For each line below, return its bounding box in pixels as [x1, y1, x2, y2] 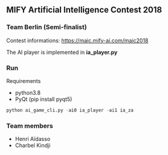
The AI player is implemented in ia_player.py [6, 48, 118, 56]
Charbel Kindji [15, 142, 51, 149]
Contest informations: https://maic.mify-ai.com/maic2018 [6, 36, 149, 44]
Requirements [6, 77, 41, 84]
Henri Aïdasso [15, 136, 51, 143]
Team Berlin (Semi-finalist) [6, 23, 87, 31]
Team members [6, 121, 53, 130]
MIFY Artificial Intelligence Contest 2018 [6, 5, 163, 15]
